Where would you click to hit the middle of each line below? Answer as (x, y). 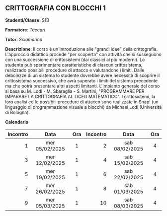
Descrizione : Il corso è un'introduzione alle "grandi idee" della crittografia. (82, 49)
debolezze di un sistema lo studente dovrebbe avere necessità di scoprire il (83, 75)
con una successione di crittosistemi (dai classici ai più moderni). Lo (75, 60)
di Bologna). (18, 112)
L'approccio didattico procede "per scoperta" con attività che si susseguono (83, 54)
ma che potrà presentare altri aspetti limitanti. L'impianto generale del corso (83, 86)
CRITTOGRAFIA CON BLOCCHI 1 (55, 8)
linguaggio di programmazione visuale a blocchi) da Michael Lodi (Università (83, 107)
